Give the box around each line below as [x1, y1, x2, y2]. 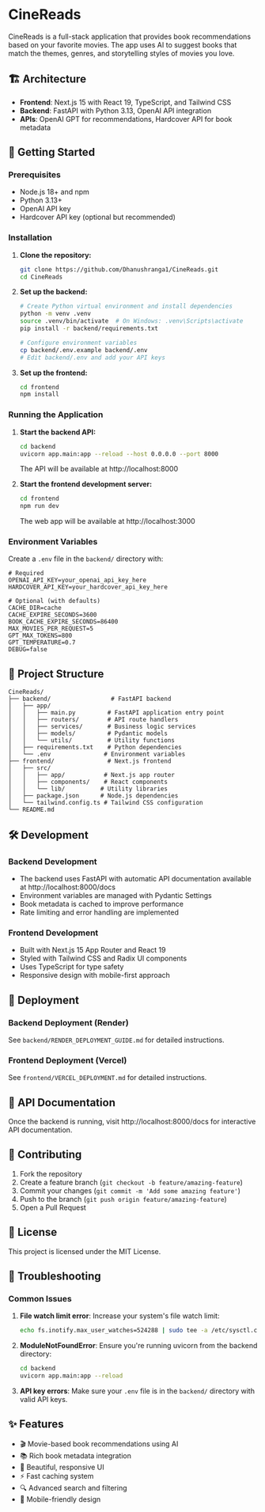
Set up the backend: [19, 287, 88, 297]
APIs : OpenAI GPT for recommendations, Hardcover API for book [19, 114, 233, 123]
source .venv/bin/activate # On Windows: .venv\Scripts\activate [19, 317, 244, 325]
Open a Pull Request [19, 1203, 87, 1212]
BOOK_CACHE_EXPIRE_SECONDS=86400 [8, 618, 119, 626]
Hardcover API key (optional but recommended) [19, 212, 176, 222]
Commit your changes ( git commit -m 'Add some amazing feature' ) [19, 1185, 241, 1196]
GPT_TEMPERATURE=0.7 [8, 639, 77, 646]
